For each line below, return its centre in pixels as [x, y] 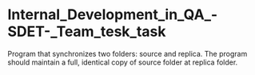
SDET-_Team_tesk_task [87, 32]
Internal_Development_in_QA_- [113, 15]
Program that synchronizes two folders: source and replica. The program [127, 53]
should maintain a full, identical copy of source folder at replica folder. [123, 62]
